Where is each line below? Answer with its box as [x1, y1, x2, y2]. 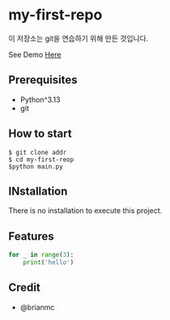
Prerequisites [8, 73, 78, 87]
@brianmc [19, 302, 55, 312]
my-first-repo [8, 6, 103, 24]
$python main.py [8, 162, 63, 171]
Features [8, 229, 54, 243]
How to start [8, 127, 72, 141]
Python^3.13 [19, 95, 61, 105]
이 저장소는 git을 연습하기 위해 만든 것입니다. [8, 33, 149, 43]
